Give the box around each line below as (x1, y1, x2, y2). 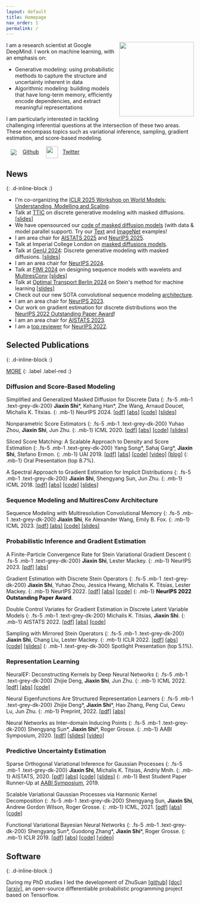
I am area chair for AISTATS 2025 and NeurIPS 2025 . (14, 234, 145, 241)
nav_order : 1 (6, 20, 39, 26)
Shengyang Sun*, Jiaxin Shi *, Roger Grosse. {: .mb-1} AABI (27, 725, 173, 733)
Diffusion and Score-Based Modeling (6, 382, 115, 390)
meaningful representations (14, 104, 83, 111)
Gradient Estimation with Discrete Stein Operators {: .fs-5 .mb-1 (6, 575, 162, 582)
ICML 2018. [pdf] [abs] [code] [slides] (6, 481, 99, 489)
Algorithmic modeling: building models (14, 85, 110, 92)
